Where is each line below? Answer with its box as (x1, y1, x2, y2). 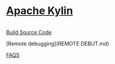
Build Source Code (6, 28, 52, 36)
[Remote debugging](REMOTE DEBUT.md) (6, 40, 109, 47)
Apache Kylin (6, 4, 73, 18)
